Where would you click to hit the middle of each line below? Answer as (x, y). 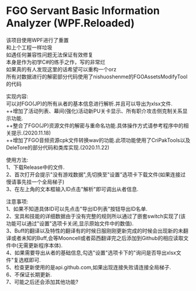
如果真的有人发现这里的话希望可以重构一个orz (61, 69)
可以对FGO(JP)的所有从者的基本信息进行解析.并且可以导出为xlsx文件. (89, 103)
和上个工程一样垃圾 (29, 47)
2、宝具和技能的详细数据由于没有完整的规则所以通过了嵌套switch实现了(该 (96, 216)
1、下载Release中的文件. (35, 167)
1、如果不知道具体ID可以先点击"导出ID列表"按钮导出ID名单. (77, 209)
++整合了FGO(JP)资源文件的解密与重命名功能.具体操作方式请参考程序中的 (95, 125)
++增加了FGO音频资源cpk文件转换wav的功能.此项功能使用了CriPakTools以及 (98, 140)
